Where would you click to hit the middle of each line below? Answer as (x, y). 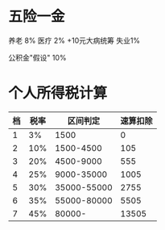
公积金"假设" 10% (37, 57)
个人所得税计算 (58, 93)
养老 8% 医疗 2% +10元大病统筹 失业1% (74, 40)
